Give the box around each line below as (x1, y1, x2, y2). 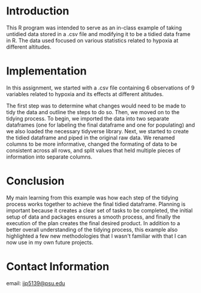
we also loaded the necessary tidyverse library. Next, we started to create (6, 127, 189, 134)
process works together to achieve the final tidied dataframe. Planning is (6, 200, 186, 208)
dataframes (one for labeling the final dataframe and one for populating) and (6, 121, 195, 128)
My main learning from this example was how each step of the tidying (6, 194, 179, 201)
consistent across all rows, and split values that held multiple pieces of (6, 146, 181, 154)
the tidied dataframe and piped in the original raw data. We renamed (6, 134, 175, 141)
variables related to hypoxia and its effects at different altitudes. (6, 90, 164, 97)
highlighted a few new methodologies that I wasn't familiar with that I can (6, 232, 187, 240)
